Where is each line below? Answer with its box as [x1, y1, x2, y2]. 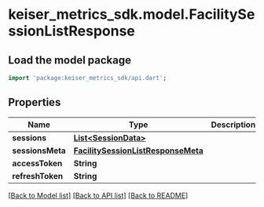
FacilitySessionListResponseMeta [73, 145, 203, 156]
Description [211, 119, 256, 130]
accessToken [12, 158, 63, 169]
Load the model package [8, 53, 132, 67]
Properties [8, 96, 61, 109]
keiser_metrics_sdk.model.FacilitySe [8, 5, 255, 24]
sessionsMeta [12, 145, 67, 156]
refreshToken [12, 170, 64, 181]
